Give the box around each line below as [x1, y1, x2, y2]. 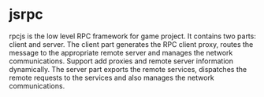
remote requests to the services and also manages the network [9, 73, 215, 82]
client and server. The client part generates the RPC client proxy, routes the [9, 39, 254, 48]
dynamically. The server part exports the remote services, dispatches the [9, 64, 247, 74]
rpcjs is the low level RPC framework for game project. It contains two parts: [9, 31, 257, 41]
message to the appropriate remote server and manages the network [9, 48, 233, 57]
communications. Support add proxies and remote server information [9, 56, 233, 66]
